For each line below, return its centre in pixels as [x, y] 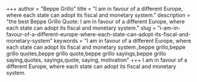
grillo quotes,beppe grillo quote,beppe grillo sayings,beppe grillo [86, 53]
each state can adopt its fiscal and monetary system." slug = [81, 28]
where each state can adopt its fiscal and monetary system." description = [98, 15]
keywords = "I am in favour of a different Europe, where [123, 41]
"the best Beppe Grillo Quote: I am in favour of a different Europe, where [95, 21]
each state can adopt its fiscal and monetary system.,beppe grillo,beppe [96, 47]
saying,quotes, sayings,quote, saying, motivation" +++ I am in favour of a [97, 60]
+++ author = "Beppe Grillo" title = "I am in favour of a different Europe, [95, 9]
